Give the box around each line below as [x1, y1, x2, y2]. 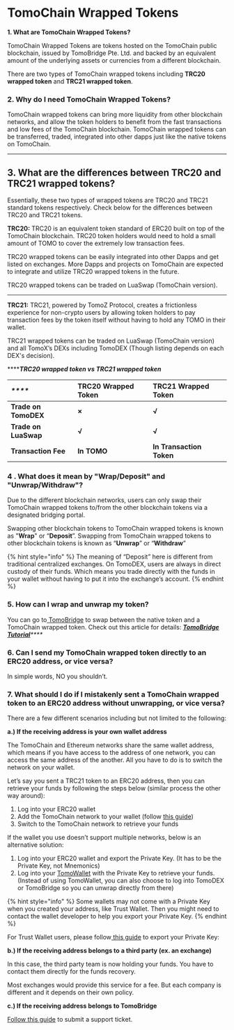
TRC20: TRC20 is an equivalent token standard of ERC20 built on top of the [7, 224, 225, 233]
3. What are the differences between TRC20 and [7, 166, 221, 178]
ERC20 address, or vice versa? [7, 656, 114, 666]
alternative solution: [7, 841, 64, 849]
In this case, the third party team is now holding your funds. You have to [7, 960, 214, 969]
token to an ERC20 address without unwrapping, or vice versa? [7, 698, 225, 708]
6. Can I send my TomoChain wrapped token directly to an [7, 648, 207, 657]
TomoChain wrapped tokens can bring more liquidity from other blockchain [7, 110, 223, 119]
